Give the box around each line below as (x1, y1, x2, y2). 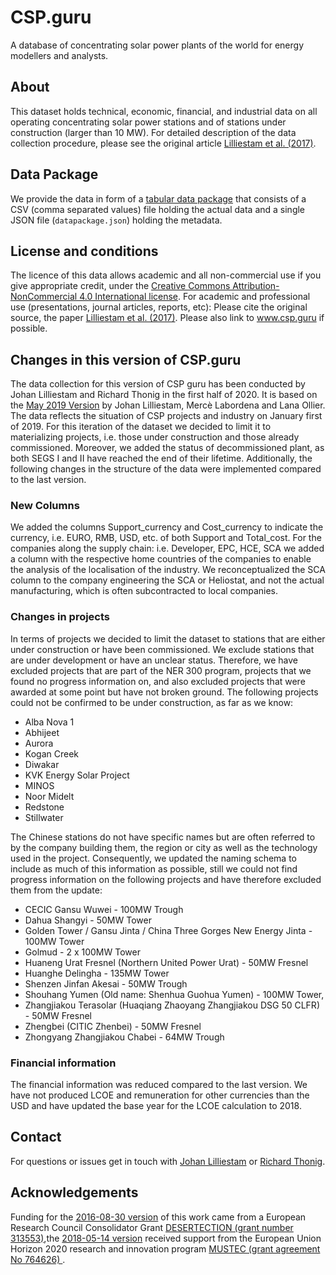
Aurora (24, 737, 54, 749)
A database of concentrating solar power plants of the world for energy (10, 39, 305, 51)
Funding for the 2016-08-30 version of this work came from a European (10, 1211, 307, 1223)
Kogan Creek (24, 747, 79, 760)
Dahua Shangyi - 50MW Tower (24, 914, 152, 926)
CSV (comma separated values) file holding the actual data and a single (10, 203, 306, 215)
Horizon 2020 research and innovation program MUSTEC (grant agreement (10, 1242, 321, 1255)
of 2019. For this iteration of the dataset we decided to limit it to (10, 421, 272, 433)
